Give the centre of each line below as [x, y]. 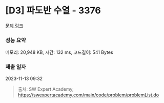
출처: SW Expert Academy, [46, 89]
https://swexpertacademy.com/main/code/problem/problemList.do [88, 95]
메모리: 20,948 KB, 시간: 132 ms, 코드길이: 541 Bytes [59, 52]
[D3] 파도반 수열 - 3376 [53, 11]
